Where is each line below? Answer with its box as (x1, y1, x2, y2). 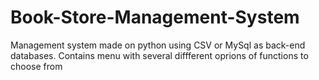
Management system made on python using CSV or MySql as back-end (10, 39, 306, 51)
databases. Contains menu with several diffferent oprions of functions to (10, 49, 309, 61)
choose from (10, 60, 63, 72)
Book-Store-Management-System (10, 6, 300, 29)
